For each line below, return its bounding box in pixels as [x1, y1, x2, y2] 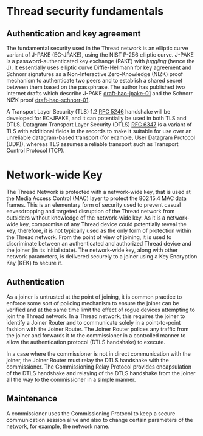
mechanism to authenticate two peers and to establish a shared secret [6, 77, 183, 84]
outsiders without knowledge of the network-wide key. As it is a [6, 214, 166, 221]
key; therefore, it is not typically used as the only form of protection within [6, 227, 191, 234]
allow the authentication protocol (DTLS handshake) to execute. [6, 338, 166, 345]
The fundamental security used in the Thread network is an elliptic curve [6, 44, 188, 52]
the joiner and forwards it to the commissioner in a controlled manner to [6, 331, 186, 339]
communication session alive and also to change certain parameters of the [6, 416, 193, 423]
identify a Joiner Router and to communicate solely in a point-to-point [6, 319, 181, 326]
